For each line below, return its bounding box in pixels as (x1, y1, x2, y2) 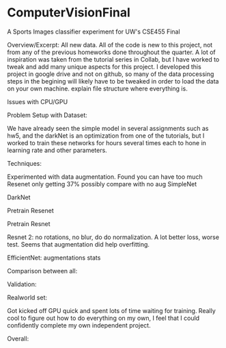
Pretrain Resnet (7, 219, 51, 227)
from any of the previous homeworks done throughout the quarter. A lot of (7, 48, 216, 56)
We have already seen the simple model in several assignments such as (7, 124, 210, 132)
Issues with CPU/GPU (7, 97, 68, 105)
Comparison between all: (7, 266, 78, 275)
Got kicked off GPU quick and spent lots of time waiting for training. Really (7, 306, 216, 314)
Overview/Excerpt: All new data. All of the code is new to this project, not (7, 40, 213, 49)
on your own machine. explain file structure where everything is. (7, 84, 188, 92)
